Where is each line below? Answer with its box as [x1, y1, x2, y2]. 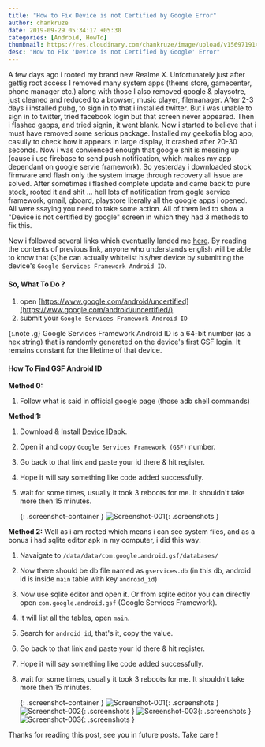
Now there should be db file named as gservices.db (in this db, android [19, 566, 251, 576]
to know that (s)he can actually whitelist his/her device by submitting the [8, 253, 244, 262]
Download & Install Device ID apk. [19, 427, 128, 436]
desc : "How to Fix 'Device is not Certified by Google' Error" [8, 48, 221, 56]
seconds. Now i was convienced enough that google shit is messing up [8, 145, 240, 155]
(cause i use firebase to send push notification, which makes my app [8, 154, 232, 162]
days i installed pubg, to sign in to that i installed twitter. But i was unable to [8, 103, 252, 113]
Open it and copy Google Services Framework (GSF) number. [19, 443, 216, 452]
